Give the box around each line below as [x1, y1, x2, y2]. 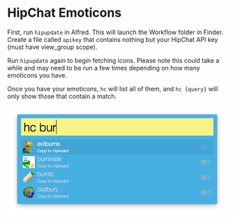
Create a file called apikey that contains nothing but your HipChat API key [7, 35, 218, 43]
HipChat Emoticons [7, 5, 122, 21]
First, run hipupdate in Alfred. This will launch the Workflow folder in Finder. [7, 28, 224, 36]
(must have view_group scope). [7, 43, 98, 51]
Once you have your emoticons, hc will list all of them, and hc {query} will [7, 84, 218, 93]
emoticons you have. [7, 71, 68, 79]
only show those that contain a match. [7, 92, 117, 100]
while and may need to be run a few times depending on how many [7, 63, 200, 72]
